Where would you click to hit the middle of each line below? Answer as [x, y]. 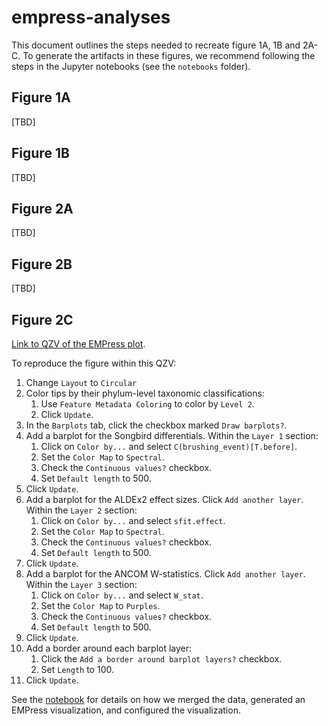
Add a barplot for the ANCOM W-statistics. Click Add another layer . [165, 574]
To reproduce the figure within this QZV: [94, 363]
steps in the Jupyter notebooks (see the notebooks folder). [131, 66]
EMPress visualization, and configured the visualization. [126, 710]
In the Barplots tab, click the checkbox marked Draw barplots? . [156, 425]
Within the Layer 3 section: [81, 584]
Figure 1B [40, 153]
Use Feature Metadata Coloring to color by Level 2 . [147, 404]
